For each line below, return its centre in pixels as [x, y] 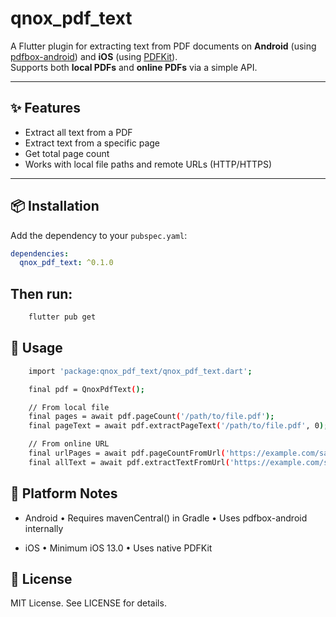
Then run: [41, 293]
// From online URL [69, 444]
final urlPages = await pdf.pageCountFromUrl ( [127, 453]
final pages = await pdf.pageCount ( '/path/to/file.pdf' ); [151, 417]
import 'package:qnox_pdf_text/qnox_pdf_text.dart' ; [140, 371]
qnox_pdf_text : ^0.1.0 [66, 263]
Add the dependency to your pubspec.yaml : [99, 235]
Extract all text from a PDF [78, 132]
